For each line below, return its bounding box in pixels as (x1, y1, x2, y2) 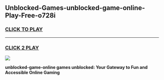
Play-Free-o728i (5, 12, 56, 20)
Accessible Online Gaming (5, 69, 60, 75)
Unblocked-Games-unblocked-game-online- (5, 4, 145, 12)
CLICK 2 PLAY (5, 44, 39, 51)
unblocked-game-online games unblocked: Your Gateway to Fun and (5, 64, 148, 70)
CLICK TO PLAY (5, 26, 43, 33)
